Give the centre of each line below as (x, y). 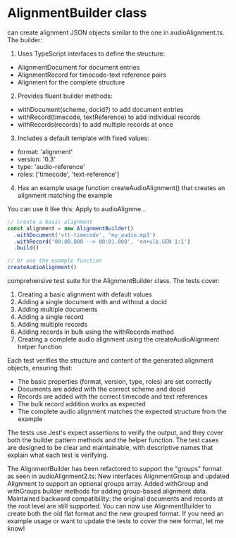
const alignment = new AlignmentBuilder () (70, 228)
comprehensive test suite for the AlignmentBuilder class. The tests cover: (114, 281)
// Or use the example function (55, 261)
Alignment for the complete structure (71, 82)
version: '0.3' (37, 159)
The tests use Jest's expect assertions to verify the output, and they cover (115, 433)
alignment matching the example (65, 195)
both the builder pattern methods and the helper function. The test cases (113, 440)
